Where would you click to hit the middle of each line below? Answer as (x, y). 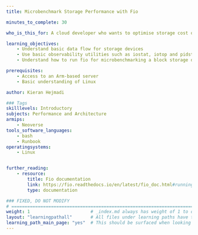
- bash (25, 136)
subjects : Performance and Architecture (57, 114)
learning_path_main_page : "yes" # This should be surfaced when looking (99, 223)
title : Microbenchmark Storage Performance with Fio (72, 12)
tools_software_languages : (39, 130)
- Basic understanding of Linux (56, 81)
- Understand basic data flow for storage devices (80, 49)
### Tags (17, 103)
